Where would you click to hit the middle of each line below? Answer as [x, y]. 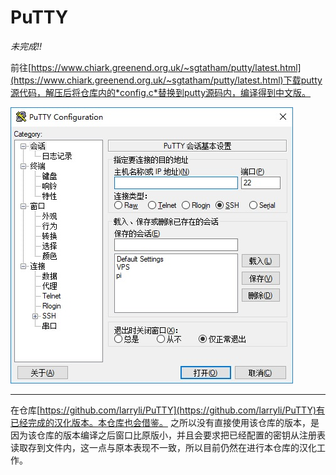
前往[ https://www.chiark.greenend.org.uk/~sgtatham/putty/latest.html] [156, 67]
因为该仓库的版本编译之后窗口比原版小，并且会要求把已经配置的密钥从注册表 [168, 435]
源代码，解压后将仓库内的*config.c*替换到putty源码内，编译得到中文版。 [161, 92]
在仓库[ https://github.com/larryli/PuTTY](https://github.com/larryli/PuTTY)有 [168, 410]
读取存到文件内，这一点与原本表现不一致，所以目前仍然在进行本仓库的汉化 [163, 447]
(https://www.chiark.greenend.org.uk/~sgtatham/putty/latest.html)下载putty [166, 80]
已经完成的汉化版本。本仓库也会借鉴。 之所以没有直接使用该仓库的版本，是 [165, 422]
